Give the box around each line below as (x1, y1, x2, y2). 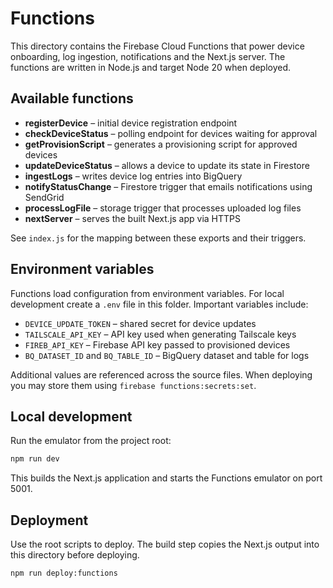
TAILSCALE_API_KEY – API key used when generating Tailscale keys (24, 328, 297, 340)
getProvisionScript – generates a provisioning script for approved (24, 138, 298, 150)
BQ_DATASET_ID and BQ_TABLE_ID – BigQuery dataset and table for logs (24, 349, 310, 361)
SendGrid (24, 191, 65, 203)
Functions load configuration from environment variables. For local (10, 287, 285, 299)
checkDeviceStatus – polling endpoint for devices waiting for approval (24, 127, 318, 139)
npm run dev (10, 454, 60, 464)
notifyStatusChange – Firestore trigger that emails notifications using (24, 180, 313, 192)
